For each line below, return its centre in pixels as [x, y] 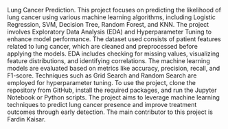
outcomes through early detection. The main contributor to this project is [110, 112]
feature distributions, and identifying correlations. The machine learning [109, 61]
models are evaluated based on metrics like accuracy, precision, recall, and [114, 68]
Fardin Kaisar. [26, 119]
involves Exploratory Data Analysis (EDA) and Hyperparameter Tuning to [109, 32]
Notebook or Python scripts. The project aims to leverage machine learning [113, 97]
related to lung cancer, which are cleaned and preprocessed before [102, 46]
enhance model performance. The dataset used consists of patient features [114, 39]
